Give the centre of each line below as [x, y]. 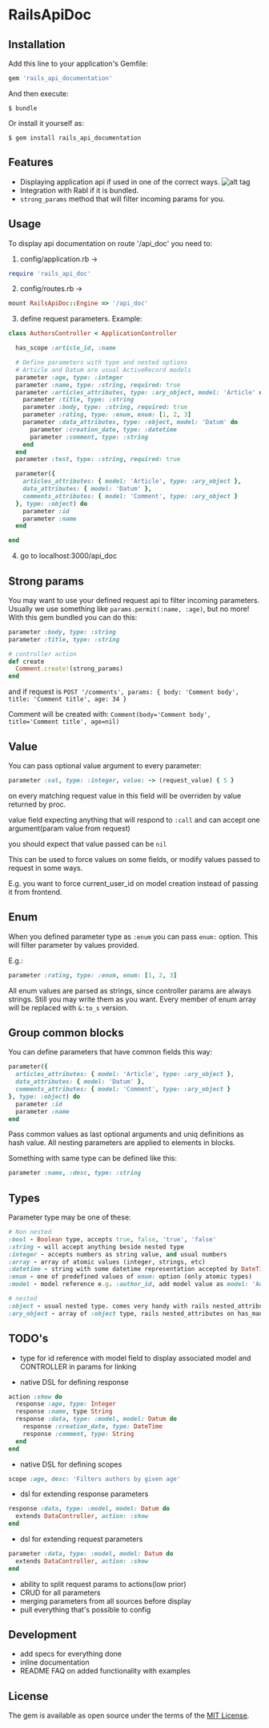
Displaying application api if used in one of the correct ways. [120, 181]
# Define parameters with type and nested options [102, 362]
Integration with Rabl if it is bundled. [79, 190]
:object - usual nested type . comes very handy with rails [109, 1306]
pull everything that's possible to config [85, 1609]
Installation [37, 45]
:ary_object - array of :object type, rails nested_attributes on [121, 1313]
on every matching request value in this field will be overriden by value [125, 795]
